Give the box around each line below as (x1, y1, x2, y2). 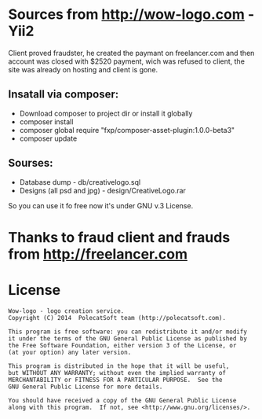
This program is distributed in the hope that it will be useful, (8, 362, 230, 370)
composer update (19, 134, 78, 143)
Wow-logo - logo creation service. (8, 307, 125, 315)
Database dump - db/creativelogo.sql (19, 177, 141, 186)
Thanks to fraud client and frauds (8, 228, 231, 246)
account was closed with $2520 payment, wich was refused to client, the (8, 57, 246, 66)
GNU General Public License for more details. (8, 383, 163, 391)
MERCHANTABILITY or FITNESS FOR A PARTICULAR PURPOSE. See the (8, 376, 223, 384)
